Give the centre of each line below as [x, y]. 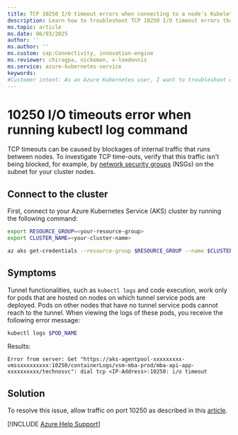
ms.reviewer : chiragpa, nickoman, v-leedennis [77, 60]
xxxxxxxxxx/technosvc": [42, 372]
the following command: [42, 219]
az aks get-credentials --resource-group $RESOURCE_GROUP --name [106, 251]
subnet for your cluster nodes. [51, 172]
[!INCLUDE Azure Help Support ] [54, 424]
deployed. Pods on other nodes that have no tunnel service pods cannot [113, 305]
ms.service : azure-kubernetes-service [64, 66]
